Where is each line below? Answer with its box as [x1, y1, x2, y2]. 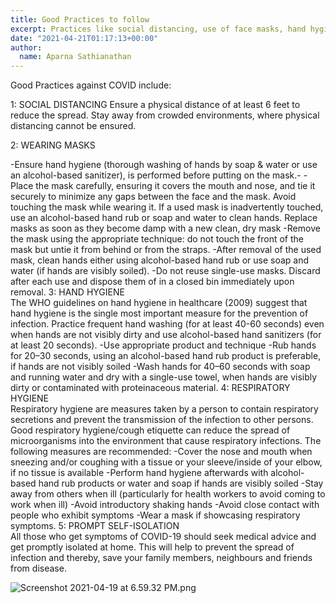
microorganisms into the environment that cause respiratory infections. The [10, 435, 322, 447]
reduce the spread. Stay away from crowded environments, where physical [10, 109, 320, 121]
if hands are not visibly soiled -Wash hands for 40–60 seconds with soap [10, 361, 311, 373]
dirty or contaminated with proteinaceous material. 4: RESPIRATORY [10, 382, 291, 394]
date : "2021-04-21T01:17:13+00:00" [10, 33, 159, 43]
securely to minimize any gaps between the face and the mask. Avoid [10, 191, 297, 203]
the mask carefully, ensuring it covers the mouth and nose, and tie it [35, 180, 316, 192]
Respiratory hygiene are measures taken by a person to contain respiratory [10, 403, 319, 415]
